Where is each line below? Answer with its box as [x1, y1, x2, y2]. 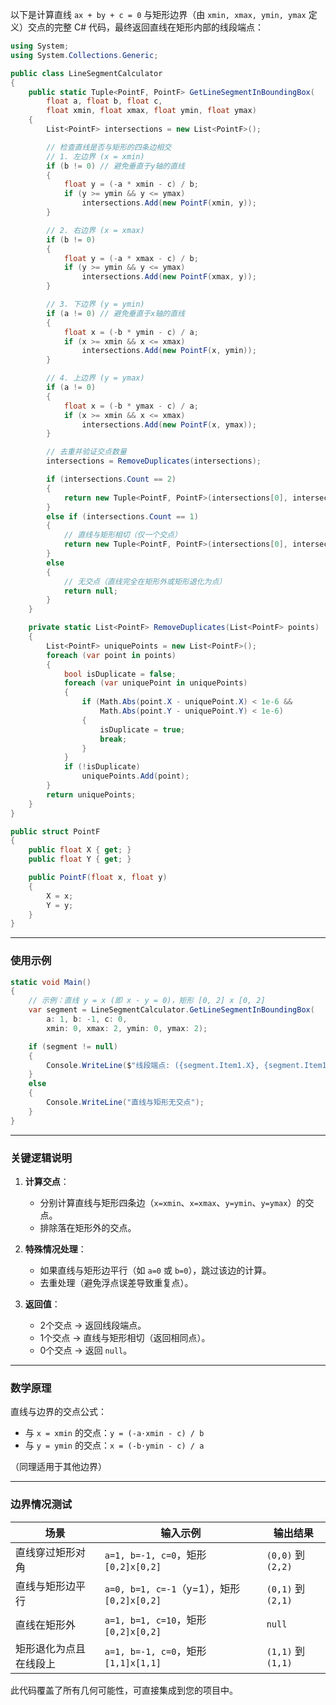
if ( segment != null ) [28, 1041, 118, 1052]
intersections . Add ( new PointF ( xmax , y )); [81, 272, 257, 282]
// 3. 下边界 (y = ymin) [46, 299, 145, 309]
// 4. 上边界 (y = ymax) [46, 373, 145, 383]
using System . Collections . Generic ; [10, 50, 159, 60]
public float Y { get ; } [28, 854, 132, 865]
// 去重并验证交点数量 [46, 447, 127, 457]
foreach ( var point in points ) [46, 650, 177, 660]
